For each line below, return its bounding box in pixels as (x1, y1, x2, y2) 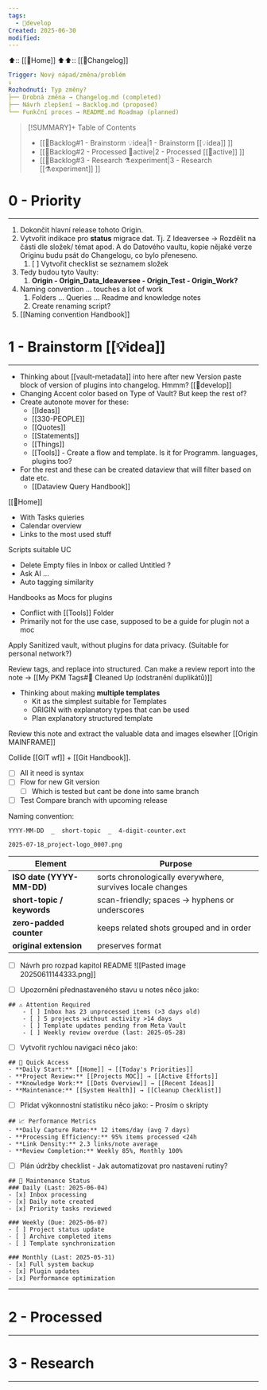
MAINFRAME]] (8, 738, 56, 747)
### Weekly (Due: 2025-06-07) (8, 1218, 109, 1226)
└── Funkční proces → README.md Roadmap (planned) (8, 108, 180, 116)
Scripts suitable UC (8, 545, 72, 555)
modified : (8, 33, 41, 42)
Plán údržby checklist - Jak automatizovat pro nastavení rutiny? (19, 1161, 228, 1170)
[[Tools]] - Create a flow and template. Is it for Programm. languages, (31, 448, 258, 457)
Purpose (159, 858, 193, 869)
